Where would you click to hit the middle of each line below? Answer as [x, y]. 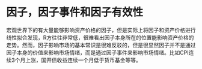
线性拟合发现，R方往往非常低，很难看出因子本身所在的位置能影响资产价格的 [100, 37]
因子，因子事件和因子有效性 [75, 12]
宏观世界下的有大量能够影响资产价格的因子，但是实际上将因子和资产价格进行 [101, 30]
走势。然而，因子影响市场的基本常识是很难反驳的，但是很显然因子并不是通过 [101, 45]
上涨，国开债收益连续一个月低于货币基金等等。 [83, 60]
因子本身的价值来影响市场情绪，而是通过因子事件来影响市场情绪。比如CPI [97, 52]
